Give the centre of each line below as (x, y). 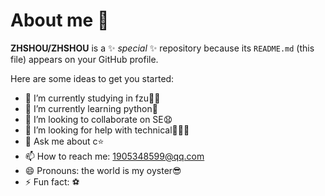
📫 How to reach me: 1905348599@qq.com (114, 156)
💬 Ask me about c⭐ (64, 141)
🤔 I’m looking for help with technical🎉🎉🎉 (107, 130)
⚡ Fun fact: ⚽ (52, 181)
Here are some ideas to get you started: (92, 78)
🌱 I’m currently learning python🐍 (91, 108)
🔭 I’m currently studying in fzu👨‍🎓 (92, 98)
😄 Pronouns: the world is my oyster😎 (103, 170)
